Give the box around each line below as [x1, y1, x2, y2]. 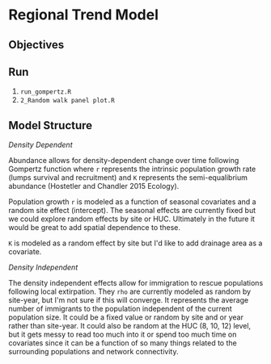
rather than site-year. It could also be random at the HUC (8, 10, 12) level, [8, 321, 252, 331]
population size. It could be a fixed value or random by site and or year [8, 312, 244, 322]
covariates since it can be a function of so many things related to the [8, 338, 237, 348]
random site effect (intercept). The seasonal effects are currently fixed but [8, 206, 256, 215]
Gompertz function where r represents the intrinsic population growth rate [8, 164, 256, 174]
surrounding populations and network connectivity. [8, 347, 179, 357]
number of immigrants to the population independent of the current [8, 304, 232, 314]
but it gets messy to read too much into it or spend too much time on [8, 329, 237, 340]
